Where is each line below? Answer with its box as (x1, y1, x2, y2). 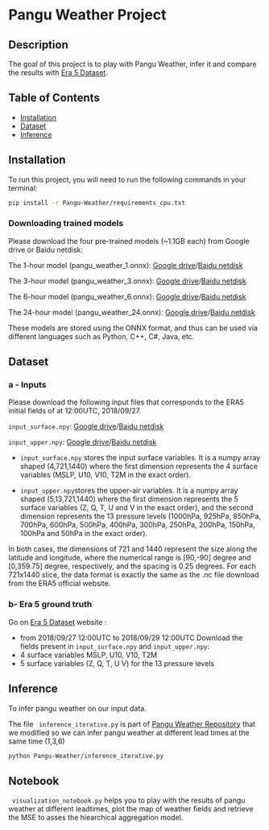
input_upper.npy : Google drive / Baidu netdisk (8, 438, 157, 447)
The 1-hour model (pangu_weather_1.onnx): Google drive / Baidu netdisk (8, 260, 243, 270)
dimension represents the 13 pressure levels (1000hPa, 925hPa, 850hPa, (19, 511, 262, 522)
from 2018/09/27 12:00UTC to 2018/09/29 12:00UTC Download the (19, 632, 243, 643)
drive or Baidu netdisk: (8, 245, 83, 254)
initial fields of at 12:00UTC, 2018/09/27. (8, 406, 142, 416)
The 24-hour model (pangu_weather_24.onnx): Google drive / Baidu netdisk (8, 307, 256, 316)
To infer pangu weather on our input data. (8, 703, 147, 713)
